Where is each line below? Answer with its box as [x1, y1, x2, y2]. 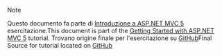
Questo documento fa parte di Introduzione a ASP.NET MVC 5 [7, 19, 185, 27]
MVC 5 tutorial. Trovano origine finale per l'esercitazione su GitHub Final [7, 34, 212, 42]
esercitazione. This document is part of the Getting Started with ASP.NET [7, 27, 215, 35]
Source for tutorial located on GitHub [7, 41, 113, 49]
